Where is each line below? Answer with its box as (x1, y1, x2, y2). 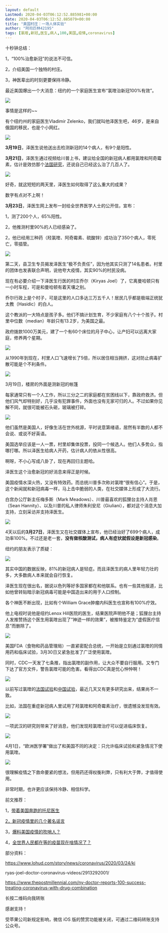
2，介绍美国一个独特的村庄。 (5, 66, 65, 72)
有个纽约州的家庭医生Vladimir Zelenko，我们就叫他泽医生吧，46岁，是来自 (5, 118, 159, 124)
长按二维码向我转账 (5, 895, 45, 901)
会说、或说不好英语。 (5, 431, 49, 436)
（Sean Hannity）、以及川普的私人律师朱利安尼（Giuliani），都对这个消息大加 (5, 503, 162, 508)
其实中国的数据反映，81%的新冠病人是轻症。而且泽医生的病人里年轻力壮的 (5, 566, 159, 571)
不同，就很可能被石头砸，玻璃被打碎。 (9, 404, 88, 410)
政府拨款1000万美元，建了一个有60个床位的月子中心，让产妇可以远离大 (5, 329, 152, 335)
